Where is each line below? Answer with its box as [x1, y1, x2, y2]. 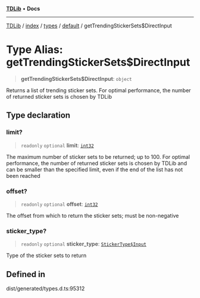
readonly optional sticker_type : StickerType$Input [20, 240, 147, 247]
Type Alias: [6, 43, 64, 57]
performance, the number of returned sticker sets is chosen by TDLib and [6, 159, 187, 167]
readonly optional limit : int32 [20, 142, 94, 149]
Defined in [6, 269, 46, 279]
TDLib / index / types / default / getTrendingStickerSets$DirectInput [6, 22, 173, 29]
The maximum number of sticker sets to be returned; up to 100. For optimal [6, 153, 190, 160]
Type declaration [6, 110, 70, 121]
